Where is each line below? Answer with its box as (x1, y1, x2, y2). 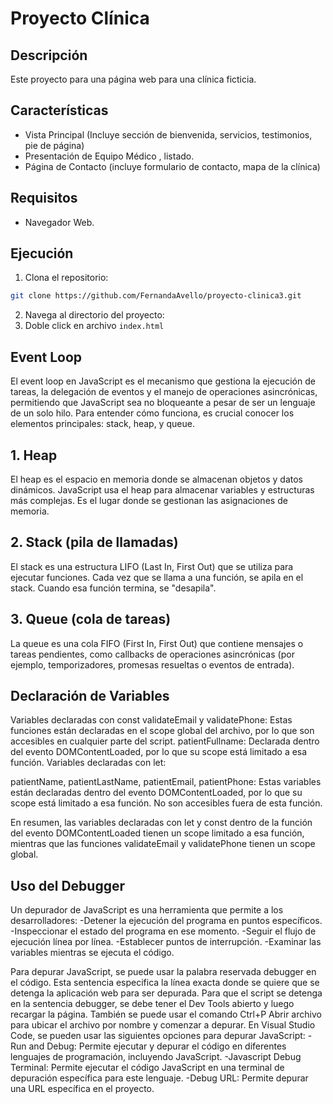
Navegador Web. (24, 216, 95, 228)
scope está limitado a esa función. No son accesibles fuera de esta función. (10, 797, 323, 809)
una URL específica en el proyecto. (10, 1083, 155, 1095)
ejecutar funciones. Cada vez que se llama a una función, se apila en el (10, 571, 304, 583)
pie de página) (24, 139, 85, 151)
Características (10, 102, 109, 119)
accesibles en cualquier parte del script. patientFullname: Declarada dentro (10, 735, 320, 747)
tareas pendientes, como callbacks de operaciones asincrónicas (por (10, 648, 295, 660)
